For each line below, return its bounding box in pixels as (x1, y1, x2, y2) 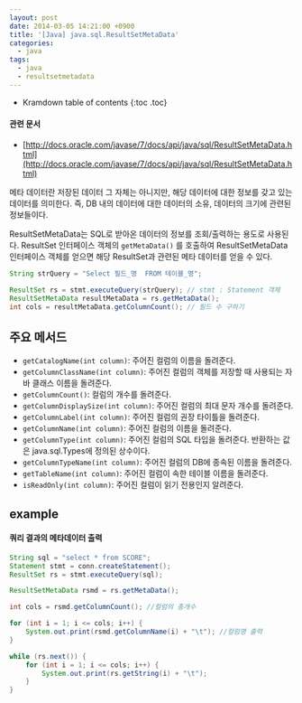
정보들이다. (9, 209, 49, 220)
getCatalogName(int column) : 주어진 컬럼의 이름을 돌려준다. (22, 355, 236, 366)
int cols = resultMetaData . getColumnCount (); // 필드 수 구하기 (9, 302, 245, 312)
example (9, 506, 59, 521)
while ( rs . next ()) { (9, 651, 87, 661)
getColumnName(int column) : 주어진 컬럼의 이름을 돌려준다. (22, 423, 233, 434)
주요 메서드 (9, 329, 68, 344)
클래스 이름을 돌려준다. (32, 378, 113, 389)
